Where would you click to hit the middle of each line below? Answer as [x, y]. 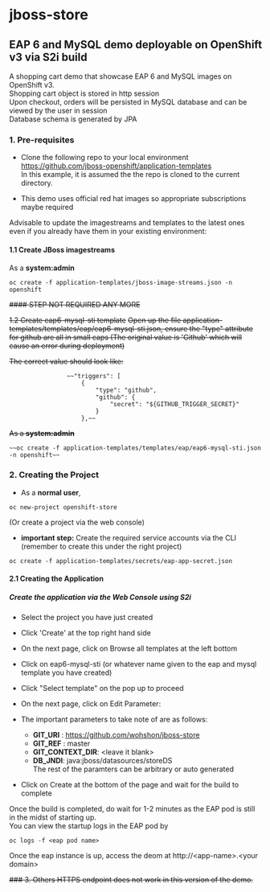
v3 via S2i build [48, 57]
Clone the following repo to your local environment [104, 158]
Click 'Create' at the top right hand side [86, 633]
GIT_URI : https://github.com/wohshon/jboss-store [116, 735]
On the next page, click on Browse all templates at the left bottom [129, 648]
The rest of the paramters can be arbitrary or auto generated [133, 769]
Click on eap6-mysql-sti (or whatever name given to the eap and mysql [139, 664]
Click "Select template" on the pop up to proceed [102, 689]
